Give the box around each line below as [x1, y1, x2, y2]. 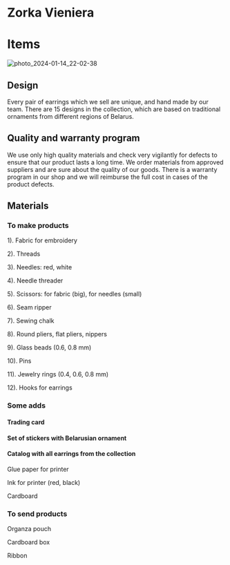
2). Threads [7, 250, 41, 258]
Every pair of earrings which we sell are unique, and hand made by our [7, 97, 209, 106]
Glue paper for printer [7, 465, 69, 473]
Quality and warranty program [7, 133, 140, 144]
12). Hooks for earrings [7, 383, 73, 392]
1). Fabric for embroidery [7, 236, 78, 245]
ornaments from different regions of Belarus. [7, 112, 135, 120]
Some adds [7, 401, 46, 410]
